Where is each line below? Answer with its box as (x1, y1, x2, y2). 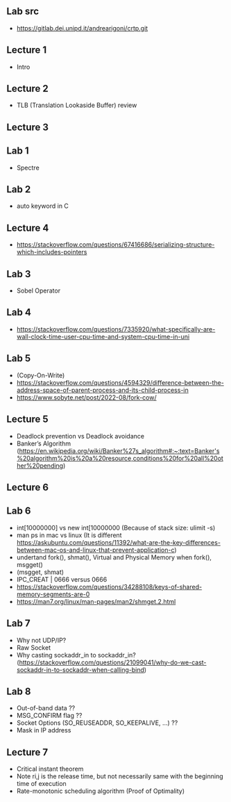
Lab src (6, 6, 40, 17)
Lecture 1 (6, 44, 47, 56)
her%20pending (16, 461, 64, 470)
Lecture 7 (6, 746, 49, 758)
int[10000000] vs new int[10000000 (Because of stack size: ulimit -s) (16, 523, 216, 532)
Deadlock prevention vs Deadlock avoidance (16, 432, 145, 440)
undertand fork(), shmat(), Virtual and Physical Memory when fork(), (16, 553, 212, 562)
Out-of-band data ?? (16, 704, 76, 712)
